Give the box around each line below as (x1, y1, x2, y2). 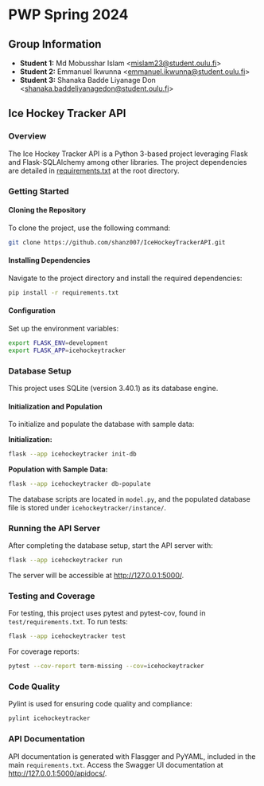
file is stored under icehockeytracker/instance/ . (8, 502, 167, 512)
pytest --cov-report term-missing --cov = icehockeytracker (8, 663, 204, 671)
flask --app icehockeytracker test (8, 632, 126, 640)
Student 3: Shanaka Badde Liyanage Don (19, 76, 157, 84)
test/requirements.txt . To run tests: (8, 617, 129, 627)
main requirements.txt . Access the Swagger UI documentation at (8, 760, 224, 769)
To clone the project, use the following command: (8, 223, 171, 233)
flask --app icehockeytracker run (8, 556, 123, 565)
